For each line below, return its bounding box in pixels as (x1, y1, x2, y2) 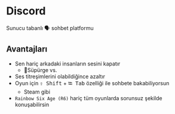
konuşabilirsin (14, 101, 50, 108)
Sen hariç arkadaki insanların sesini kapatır (14, 60, 121, 67)
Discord (6, 4, 46, 18)
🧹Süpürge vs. (23, 66, 57, 73)
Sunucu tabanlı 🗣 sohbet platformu (6, 24, 94, 31)
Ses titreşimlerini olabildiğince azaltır (14, 73, 106, 80)
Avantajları (6, 44, 48, 55)
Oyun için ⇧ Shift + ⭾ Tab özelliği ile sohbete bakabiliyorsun (14, 79, 170, 86)
